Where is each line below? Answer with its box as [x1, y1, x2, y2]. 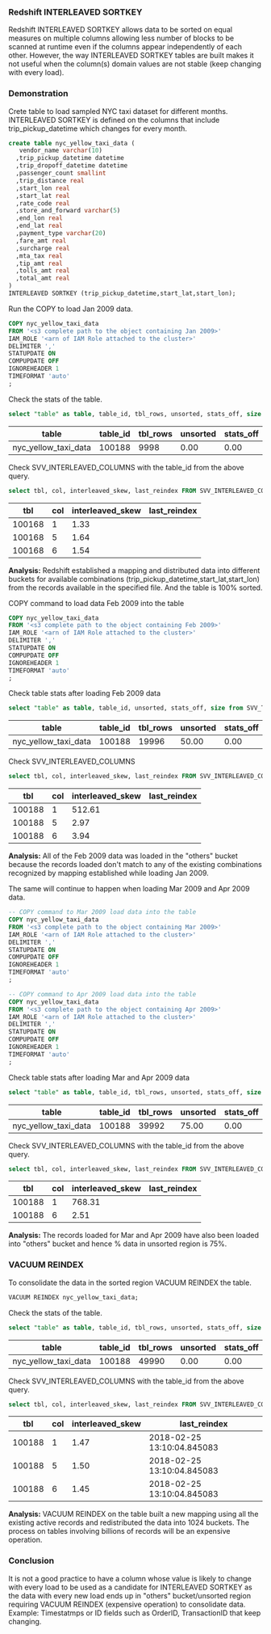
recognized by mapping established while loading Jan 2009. [8, 868, 210, 878]
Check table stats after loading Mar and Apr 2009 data [8, 1072, 190, 1082]
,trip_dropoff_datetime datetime [15, 162, 128, 170]
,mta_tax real [15, 251, 63, 260]
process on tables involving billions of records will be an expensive [8, 1527, 231, 1536]
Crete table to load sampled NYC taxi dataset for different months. [8, 106, 228, 116]
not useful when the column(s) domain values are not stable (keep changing [8, 59, 262, 69]
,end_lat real [15, 221, 63, 230]
